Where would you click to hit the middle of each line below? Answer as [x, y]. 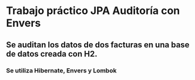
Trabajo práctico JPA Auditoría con [93, 11]
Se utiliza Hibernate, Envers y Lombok [61, 70]
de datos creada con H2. [52, 54]
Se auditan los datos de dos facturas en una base [98, 45]
